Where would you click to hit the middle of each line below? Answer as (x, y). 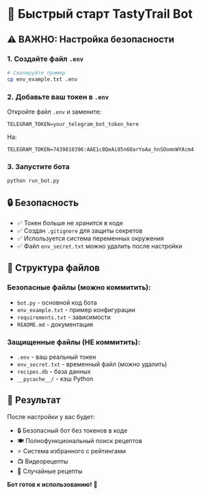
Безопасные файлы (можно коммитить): (79, 288)
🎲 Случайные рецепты (50, 471)
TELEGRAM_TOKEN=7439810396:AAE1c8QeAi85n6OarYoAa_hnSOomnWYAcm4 (100, 149)
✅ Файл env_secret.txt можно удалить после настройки (99, 246)
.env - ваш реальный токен (56, 357)
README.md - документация (55, 324)
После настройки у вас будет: (51, 416)
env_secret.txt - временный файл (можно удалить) (92, 364)
